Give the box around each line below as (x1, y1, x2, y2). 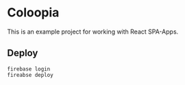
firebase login (7, 65, 51, 73)
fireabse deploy (7, 71, 53, 78)
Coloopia (7, 5, 60, 21)
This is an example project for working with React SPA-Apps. (7, 27, 179, 36)
